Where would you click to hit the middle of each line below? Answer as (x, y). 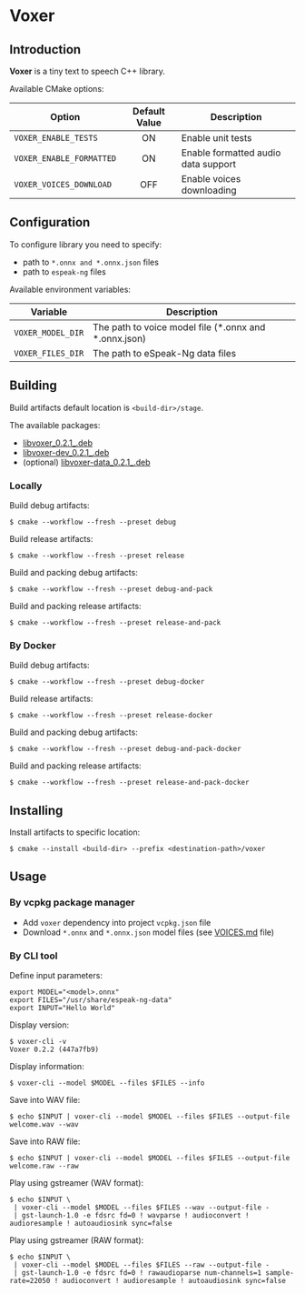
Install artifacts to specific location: (75, 832)
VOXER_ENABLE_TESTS (56, 138)
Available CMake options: (57, 89)
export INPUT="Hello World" (63, 1008)
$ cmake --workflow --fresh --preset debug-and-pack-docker (126, 749)
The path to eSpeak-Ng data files (164, 353)
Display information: (47, 1067)
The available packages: (55, 425)
